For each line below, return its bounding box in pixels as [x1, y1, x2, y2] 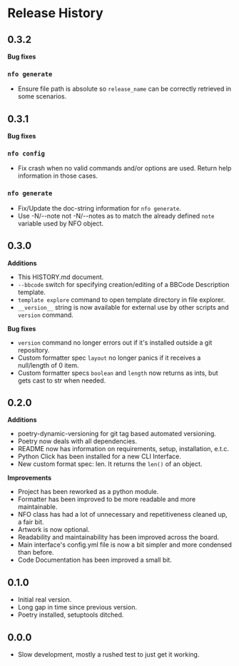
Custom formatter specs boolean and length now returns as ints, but [17, 368, 219, 377]
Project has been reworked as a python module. [17, 488, 159, 496]
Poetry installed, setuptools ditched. [17, 610, 124, 619]
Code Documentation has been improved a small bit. [17, 555, 173, 565]
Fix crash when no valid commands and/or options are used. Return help [17, 164, 232, 173]
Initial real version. [17, 595, 72, 604]
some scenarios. [17, 92, 67, 101]
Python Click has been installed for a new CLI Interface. [17, 452, 182, 461]
